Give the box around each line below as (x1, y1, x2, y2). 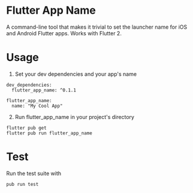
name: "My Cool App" (11, 103, 63, 109)
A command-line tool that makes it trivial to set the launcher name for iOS (6, 23, 188, 30)
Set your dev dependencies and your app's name (14, 70, 137, 78)
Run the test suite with (6, 170, 62, 177)
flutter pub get (6, 125, 47, 131)
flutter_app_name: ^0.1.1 (11, 87, 77, 93)
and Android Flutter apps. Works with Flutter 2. (6, 29, 122, 36)
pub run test (6, 181, 39, 187)
